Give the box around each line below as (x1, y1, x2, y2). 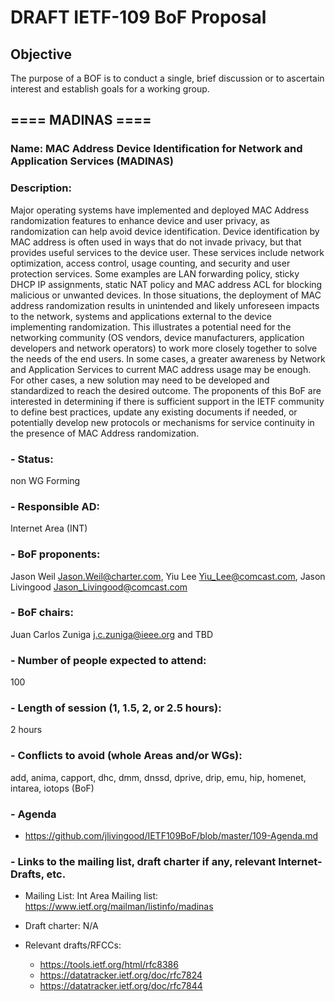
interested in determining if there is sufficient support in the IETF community (10, 395, 325, 407)
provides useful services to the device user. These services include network (10, 246, 325, 258)
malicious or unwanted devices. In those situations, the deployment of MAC (10, 289, 322, 301)
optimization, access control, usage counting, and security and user (10, 257, 291, 269)
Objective (10, 46, 73, 63)
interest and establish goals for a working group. (10, 83, 210, 95)
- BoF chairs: (10, 606, 74, 620)
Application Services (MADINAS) (10, 154, 174, 168)
